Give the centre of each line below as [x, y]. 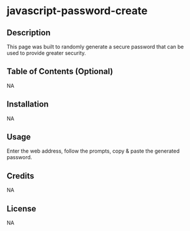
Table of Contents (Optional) [60, 72]
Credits [21, 176]
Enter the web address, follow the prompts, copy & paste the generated [93, 151]
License [21, 208]
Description [29, 33]
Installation [28, 104]
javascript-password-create [77, 11]
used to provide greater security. [46, 53]
